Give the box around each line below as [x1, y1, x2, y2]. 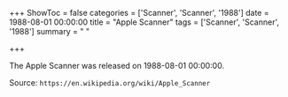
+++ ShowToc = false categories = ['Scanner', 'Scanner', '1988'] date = [9, 8, 269, 18]
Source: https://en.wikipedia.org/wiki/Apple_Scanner [9, 78, 211, 87]
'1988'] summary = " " [9, 26, 90, 36]
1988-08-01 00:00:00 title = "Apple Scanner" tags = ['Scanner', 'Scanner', [9, 17, 280, 27]
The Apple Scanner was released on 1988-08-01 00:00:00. [9, 61, 224, 71]
